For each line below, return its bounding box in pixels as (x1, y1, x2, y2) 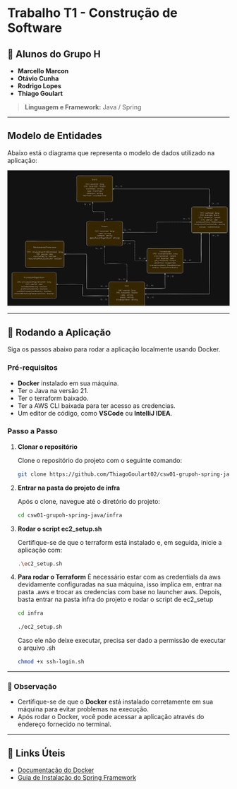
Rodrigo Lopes (17, 82, 62, 90)
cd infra (17, 610, 44, 617)
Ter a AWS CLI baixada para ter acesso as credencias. (17, 401, 176, 410)
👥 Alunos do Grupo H (7, 48, 101, 60)
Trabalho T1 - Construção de (7, 5, 178, 21)
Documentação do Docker (17, 766, 95, 774)
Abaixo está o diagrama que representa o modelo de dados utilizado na (7, 148, 215, 157)
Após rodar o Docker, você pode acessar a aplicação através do (17, 713, 205, 721)
